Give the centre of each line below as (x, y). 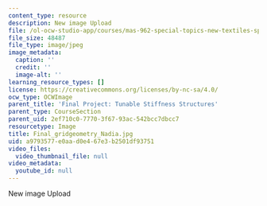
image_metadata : (35, 52)
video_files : (30, 149)
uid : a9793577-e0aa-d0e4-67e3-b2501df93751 (81, 141)
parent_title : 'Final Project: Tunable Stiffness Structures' (113, 104)
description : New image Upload (60, 23)
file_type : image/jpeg (46, 45)
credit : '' (33, 68)
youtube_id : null (44, 171)
